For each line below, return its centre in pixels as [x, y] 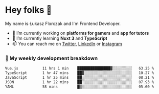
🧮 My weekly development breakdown [51, 58]
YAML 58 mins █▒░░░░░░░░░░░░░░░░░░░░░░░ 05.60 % [79, 87]
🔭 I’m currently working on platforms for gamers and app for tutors [80, 33]
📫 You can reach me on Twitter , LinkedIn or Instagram [67, 44]
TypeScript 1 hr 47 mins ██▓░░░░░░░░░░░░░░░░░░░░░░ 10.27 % [79, 73]
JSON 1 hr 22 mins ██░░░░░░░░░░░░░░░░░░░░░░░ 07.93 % [79, 82]
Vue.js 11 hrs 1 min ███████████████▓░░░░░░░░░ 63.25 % [79, 69]
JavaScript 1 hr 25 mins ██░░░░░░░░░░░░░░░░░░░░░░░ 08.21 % [79, 77]
